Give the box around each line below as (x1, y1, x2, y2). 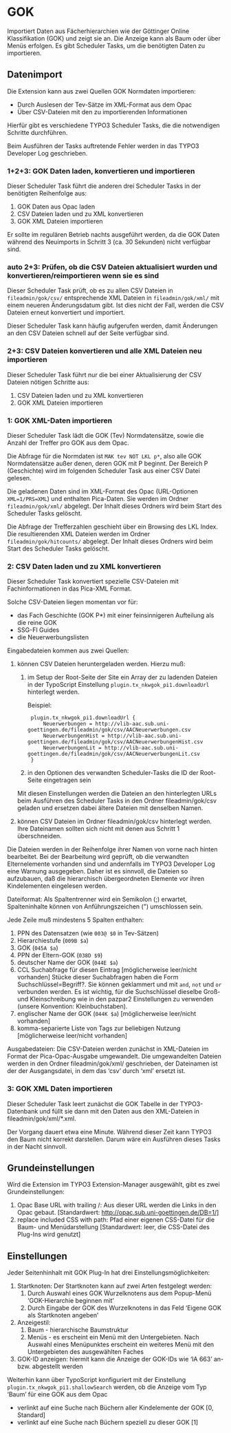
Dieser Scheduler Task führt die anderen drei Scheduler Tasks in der (7, 182, 201, 190)
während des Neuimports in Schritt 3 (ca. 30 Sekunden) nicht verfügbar (7, 238, 211, 246)
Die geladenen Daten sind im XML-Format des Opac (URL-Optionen (7, 487, 198, 496)
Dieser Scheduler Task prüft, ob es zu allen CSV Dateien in (7, 286, 173, 295)
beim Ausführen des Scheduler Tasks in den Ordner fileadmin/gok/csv (16, 796, 217, 805)
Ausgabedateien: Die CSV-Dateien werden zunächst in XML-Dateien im (7, 1045, 209, 1053)
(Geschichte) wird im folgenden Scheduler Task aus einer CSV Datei (7, 466, 201, 475)
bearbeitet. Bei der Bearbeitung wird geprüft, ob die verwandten (7, 853, 189, 861)
